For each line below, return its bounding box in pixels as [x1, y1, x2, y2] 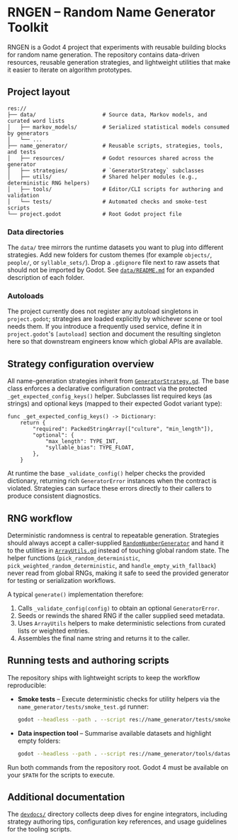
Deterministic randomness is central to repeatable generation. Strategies [7, 530, 220, 540]
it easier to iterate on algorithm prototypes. [7, 65, 132, 74]
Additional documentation [7, 791, 125, 803]
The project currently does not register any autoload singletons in [7, 307, 198, 316]
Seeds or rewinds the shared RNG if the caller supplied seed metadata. [17, 611, 225, 620]
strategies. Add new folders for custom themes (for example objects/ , [7, 251, 212, 259]
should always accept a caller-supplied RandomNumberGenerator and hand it [7, 538, 225, 547]
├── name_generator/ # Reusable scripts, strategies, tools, [7, 142, 223, 149]
